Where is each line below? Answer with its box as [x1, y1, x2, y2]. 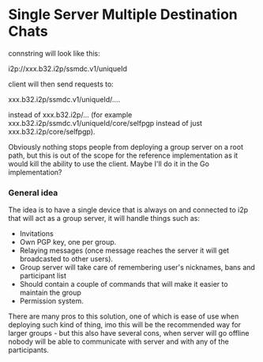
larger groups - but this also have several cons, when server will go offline [8, 329, 250, 338]
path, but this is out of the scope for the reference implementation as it [8, 151, 239, 160]
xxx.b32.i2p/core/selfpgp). [8, 127, 96, 136]
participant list [19, 271, 67, 280]
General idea [8, 187, 58, 198]
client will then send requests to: [8, 79, 115, 89]
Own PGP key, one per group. [19, 238, 117, 247]
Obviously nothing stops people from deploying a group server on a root [8, 142, 243, 151]
